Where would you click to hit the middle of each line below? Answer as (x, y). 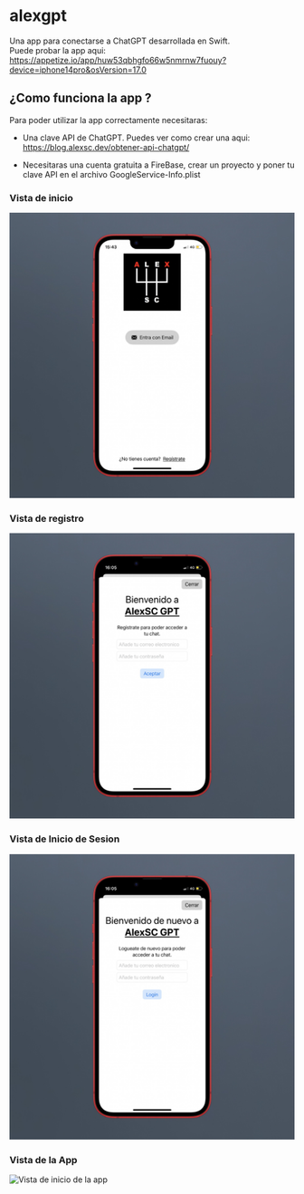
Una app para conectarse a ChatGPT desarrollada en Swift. (120, 41)
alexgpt (38, 16)
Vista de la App (43, 1160)
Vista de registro (47, 518)
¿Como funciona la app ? (81, 98)
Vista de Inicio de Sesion (65, 839)
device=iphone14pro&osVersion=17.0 (78, 70)
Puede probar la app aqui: (58, 50)
